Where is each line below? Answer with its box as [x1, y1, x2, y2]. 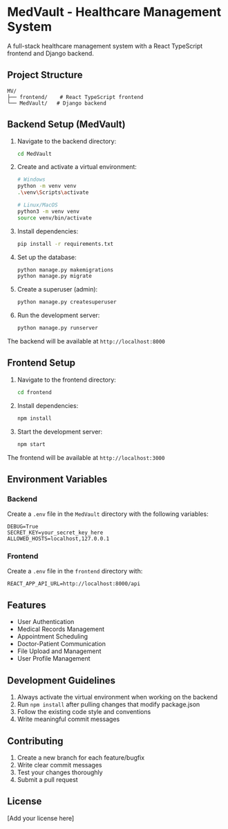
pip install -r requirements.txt [17, 240, 114, 247]
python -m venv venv [17, 183, 77, 190]
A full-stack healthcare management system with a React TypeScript [7, 42, 203, 50]
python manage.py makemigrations [17, 266, 114, 274]
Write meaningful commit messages [17, 715, 120, 724]
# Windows [17, 176, 46, 184]
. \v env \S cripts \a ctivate [17, 189, 89, 196]
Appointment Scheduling [17, 632, 88, 641]
